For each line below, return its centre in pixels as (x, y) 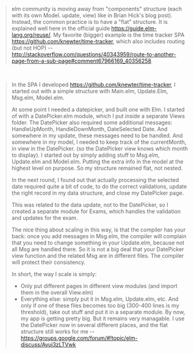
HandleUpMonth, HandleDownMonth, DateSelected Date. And (89, 129)
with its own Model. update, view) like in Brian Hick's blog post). (92, 15)
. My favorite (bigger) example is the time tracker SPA (117, 35)
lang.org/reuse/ (31, 35)
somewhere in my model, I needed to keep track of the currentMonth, (99, 142)
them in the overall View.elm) (57, 292)
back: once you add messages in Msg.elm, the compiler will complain (99, 236)
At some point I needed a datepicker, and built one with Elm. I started (98, 109)
